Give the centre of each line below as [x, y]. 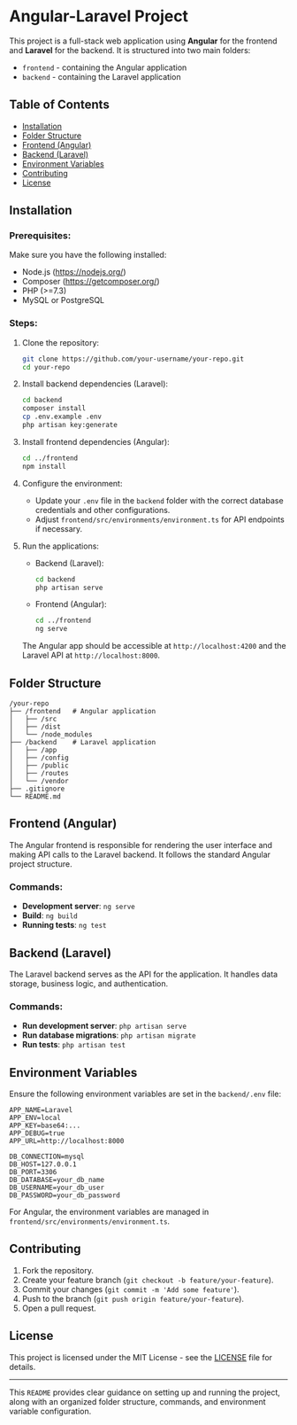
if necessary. [59, 528]
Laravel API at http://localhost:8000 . [91, 655]
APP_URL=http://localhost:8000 [67, 1141]
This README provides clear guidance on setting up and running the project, [145, 1392]
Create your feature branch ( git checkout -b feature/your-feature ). [148, 1280]
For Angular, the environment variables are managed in [109, 1212]
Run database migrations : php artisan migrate [109, 1035]
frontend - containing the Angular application [104, 67]
